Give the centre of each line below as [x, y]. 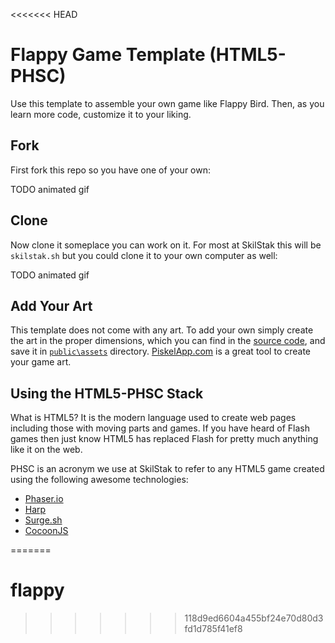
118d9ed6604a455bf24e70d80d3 [254, 618]
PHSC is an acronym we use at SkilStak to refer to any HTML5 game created [167, 469]
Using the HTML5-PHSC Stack [107, 393]
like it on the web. [46, 450]
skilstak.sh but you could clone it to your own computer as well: [144, 255]
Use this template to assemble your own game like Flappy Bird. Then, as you [167, 103]
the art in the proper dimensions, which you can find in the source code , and [168, 341]
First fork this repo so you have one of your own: [111, 170]
